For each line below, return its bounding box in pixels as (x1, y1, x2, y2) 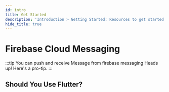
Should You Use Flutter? (5, 80, 83, 88)
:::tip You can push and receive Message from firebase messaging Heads (5, 60, 158, 66)
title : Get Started (5, 12, 47, 17)
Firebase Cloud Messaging (5, 43, 120, 55)
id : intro (5, 7, 26, 13)
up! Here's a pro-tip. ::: (5, 65, 53, 71)
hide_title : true (5, 21, 42, 27)
